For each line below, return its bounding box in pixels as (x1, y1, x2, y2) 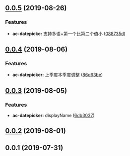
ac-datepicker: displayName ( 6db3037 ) (12, 113, 95, 118)
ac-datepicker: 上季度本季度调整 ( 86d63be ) (12, 72, 103, 78)
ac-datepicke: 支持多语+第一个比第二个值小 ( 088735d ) (12, 31, 126, 37)
